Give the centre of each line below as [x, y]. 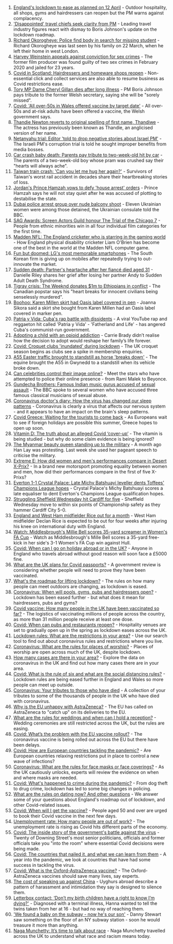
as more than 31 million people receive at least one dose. [73, 619]
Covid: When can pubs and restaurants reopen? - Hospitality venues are [90, 625]
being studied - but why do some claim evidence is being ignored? [84, 439]
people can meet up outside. [43, 685]
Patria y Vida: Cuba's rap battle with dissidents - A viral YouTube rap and [90, 319]
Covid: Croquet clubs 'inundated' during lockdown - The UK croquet [85, 346]
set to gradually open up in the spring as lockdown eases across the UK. [90, 630]
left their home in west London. [46, 51]
